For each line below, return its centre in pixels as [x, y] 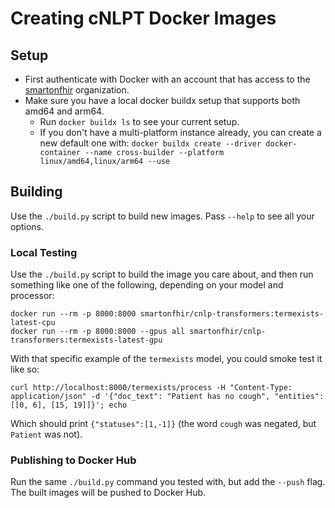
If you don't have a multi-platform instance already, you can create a [180, 132]
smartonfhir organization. [77, 90]
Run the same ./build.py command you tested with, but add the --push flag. [168, 482]
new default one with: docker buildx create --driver [150, 143]
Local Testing [44, 252]
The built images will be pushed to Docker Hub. [108, 493]
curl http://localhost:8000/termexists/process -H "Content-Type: [151, 388]
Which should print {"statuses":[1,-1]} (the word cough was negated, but [163, 424]
